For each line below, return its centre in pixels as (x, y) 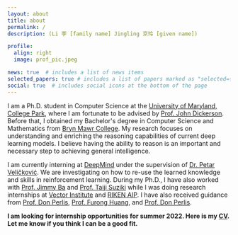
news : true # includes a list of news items (75, 72)
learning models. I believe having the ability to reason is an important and (114, 143)
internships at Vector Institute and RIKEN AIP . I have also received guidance (118, 195)
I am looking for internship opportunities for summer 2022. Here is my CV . (119, 216)
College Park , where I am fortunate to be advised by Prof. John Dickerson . (116, 113)
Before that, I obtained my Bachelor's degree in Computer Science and (110, 120)
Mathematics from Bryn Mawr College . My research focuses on (100, 128)
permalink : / (27, 27)
